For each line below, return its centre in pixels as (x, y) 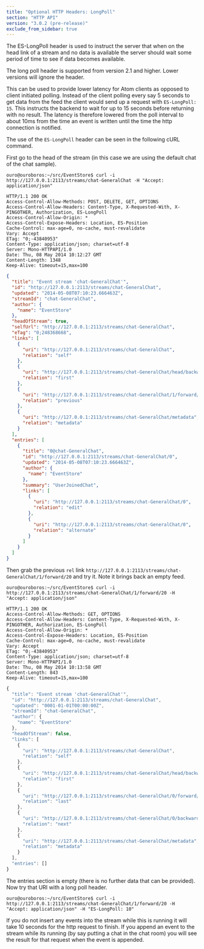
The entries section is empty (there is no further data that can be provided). (101, 880)
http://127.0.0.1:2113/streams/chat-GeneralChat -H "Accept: (85, 181)
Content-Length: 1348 (34, 260)
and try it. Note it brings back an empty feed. (129, 576)
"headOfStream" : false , (42, 733)
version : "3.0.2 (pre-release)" (47, 23)
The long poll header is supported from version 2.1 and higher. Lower (93, 71)
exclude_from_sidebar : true (42, 29)
